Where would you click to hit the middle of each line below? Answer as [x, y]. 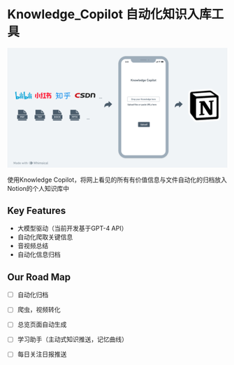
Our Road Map [39, 277]
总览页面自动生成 [42, 324]
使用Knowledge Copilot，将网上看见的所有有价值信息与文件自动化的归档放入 [117, 180]
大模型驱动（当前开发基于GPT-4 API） [72, 229]
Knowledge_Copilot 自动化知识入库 [109, 14]
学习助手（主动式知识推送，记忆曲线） [72, 339]
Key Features [37, 210]
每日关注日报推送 [42, 355]
